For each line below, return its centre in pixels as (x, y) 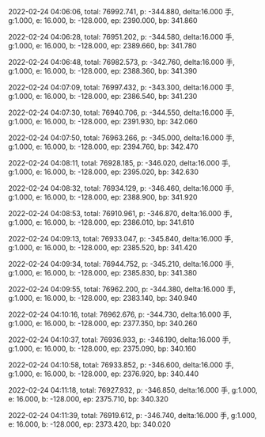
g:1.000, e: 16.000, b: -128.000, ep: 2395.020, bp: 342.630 (104, 172)
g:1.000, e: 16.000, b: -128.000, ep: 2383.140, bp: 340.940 (103, 298)
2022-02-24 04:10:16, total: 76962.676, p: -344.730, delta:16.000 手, (120, 314)
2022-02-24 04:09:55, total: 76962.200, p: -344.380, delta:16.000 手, (122, 289)
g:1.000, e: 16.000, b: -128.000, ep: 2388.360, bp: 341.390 (103, 71)
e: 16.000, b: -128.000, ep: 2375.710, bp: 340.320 (88, 399)
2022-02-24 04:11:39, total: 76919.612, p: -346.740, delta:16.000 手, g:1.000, (132, 415)
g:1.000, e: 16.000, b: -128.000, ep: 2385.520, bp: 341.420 (103, 247)
